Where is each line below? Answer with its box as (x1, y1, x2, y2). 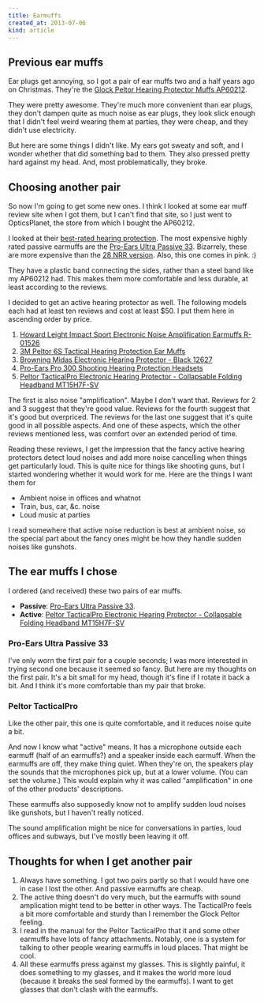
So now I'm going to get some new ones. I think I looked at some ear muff (8, 202, 247, 210)
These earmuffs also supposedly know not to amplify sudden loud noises (8, 800, 247, 809)
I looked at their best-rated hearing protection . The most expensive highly (8, 234, 248, 243)
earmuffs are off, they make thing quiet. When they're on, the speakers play (8, 759, 254, 769)
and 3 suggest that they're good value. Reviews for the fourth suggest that (8, 404, 251, 413)
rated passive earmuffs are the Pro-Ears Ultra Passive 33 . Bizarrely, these (8, 242, 247, 251)
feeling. (19, 917, 45, 927)
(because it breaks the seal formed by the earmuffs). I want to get (19, 977, 234, 986)
